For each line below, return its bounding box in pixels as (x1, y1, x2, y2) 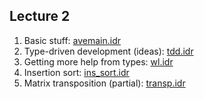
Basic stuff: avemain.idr (23, 34, 122, 46)
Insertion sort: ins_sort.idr (23, 66, 130, 78)
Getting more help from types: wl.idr (23, 55, 174, 68)
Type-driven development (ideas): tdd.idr (23, 45, 194, 57)
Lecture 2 (9, 8, 71, 25)
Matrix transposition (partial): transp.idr (23, 77, 186, 89)
